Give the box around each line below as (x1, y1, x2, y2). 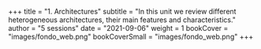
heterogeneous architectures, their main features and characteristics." (8, 15, 237, 24)
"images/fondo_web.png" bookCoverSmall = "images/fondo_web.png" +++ (8, 32, 254, 41)
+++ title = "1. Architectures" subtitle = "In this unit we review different (8, 7, 237, 16)
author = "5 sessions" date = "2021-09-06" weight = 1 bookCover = (8, 24, 229, 32)
